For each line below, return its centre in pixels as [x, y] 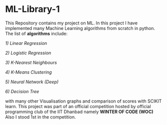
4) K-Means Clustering [28, 72]
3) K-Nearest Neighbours [31, 62]
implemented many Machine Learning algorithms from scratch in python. [80, 28]
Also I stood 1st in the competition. [40, 117]
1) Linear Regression [26, 43]
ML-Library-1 [32, 9]
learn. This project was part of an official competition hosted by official [78, 106]
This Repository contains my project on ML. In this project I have [71, 23]
